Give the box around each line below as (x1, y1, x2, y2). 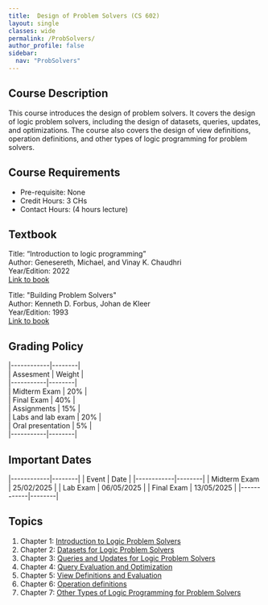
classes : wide (8, 27, 56, 35)
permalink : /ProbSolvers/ (8, 34, 95, 43)
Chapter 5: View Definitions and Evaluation (19, 570, 163, 580)
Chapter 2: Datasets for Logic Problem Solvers (19, 544, 175, 554)
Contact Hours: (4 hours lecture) (19, 204, 129, 214)
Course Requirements (8, 166, 121, 180)
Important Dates (8, 453, 92, 466)
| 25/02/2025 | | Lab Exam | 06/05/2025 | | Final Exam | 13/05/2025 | (8, 482, 237, 492)
